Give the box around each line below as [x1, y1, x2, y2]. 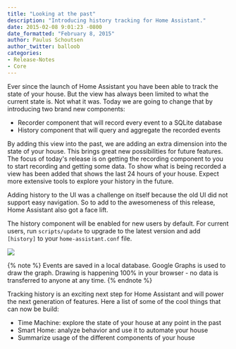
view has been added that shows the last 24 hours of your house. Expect [7, 169, 220, 178]
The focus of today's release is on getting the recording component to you [7, 154, 224, 163]
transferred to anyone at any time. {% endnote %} [7, 276, 153, 284]
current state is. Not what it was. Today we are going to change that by [7, 97, 213, 106]
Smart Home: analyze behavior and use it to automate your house [17, 326, 209, 334]
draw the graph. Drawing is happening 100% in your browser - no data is [7, 269, 218, 277]
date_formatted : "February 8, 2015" [7, 30, 115, 37]
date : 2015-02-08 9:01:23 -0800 [7, 23, 102, 30]
